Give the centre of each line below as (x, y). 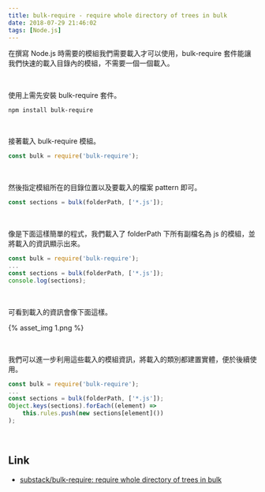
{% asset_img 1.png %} (46, 327)
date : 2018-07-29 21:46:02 (52, 23)
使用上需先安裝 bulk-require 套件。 (65, 95)
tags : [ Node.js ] (35, 30)
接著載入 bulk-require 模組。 (54, 141)
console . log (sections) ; (47, 281)
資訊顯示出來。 (60, 244)
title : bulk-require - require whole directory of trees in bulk (118, 15)
